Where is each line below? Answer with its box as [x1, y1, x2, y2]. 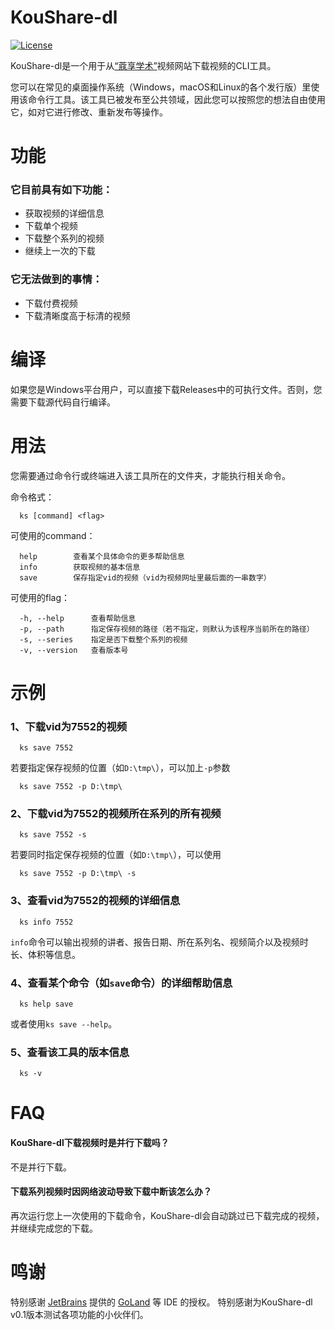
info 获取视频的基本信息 [19, 562, 141, 572]
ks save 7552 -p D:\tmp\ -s [19, 869, 137, 879]
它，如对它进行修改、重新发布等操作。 [10, 106, 168, 118]
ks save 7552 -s [19, 830, 87, 840]
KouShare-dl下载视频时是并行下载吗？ [10, 1137, 170, 1149]
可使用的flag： [10, 591, 71, 603]
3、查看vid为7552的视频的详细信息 [10, 894, 181, 908]
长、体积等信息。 [10, 948, 81, 960]
